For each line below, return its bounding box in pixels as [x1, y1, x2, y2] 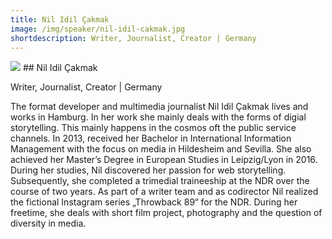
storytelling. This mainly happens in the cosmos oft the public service [10, 122, 297, 134]
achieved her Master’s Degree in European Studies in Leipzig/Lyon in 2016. [10, 154, 318, 166]
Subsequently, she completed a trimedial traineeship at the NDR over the [10, 175, 310, 187]
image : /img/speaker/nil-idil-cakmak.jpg [10, 24, 186, 34]
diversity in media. [10, 217, 87, 230]
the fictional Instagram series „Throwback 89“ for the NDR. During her [10, 196, 298, 208]
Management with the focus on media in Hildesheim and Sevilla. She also [10, 143, 312, 155]
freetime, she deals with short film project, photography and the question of [10, 207, 323, 219]
